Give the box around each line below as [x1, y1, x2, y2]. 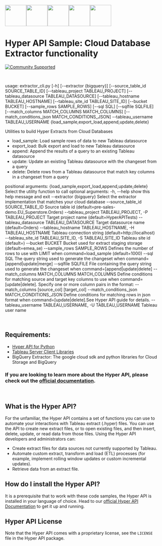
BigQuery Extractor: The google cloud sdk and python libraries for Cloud [12, 354, 157, 359]
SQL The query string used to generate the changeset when [5, 256, 125, 261]
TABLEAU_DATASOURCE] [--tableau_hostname [45, 93, 140, 99]
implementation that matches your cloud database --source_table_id [5, 199, 142, 205]
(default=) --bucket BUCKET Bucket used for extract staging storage [5, 240, 143, 246]
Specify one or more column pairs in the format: [38, 281, 134, 287]
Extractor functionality [5, 48, 98, 59]
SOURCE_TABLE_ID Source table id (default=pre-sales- [5, 204, 115, 210]
